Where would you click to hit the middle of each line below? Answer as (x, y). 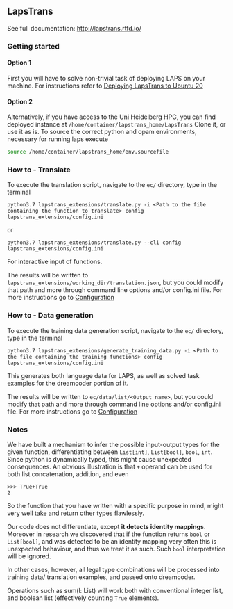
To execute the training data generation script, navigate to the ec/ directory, (115, 330)
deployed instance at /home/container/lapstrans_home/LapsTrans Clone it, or (116, 124)
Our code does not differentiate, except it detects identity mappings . (106, 526)
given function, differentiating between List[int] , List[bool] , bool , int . (110, 452)
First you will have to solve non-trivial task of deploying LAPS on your (106, 78)
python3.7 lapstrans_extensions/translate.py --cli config (94, 243)
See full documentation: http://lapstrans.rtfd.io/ (75, 28)
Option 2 (20, 101)
